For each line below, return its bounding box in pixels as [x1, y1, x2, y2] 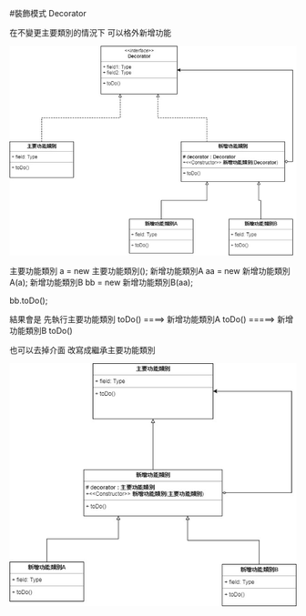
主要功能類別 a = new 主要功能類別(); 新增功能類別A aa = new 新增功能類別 [9, 266, 291, 277]
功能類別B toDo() [9, 326, 73, 337]
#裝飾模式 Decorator [9, 8, 87, 18]
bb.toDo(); [9, 295, 48, 307]
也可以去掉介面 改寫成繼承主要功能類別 [9, 345, 156, 356]
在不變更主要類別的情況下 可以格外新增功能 [9, 27, 171, 38]
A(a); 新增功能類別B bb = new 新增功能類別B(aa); [9, 277, 194, 288]
